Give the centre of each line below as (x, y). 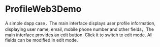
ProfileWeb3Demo (43, 9)
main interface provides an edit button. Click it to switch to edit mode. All (79, 35)
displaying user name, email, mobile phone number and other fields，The (80, 29)
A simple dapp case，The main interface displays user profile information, (80, 23)
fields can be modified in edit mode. (42, 40)
